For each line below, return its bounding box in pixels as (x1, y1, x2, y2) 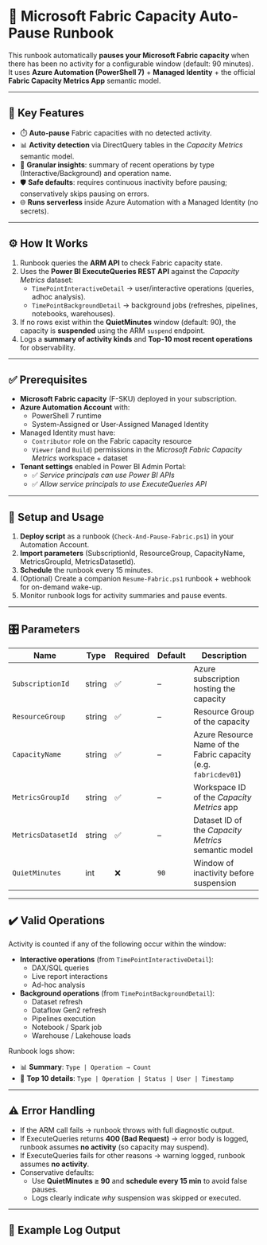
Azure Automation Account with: (19, 402, 130, 413)
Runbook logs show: (8, 1046, 75, 1055)
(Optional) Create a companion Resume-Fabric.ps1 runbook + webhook (19, 574, 252, 584)
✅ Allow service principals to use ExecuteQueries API (31, 480, 207, 489)
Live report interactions (31, 971, 109, 981)
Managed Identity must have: (19, 428, 116, 437)
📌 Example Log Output (8, 1223, 121, 1237)
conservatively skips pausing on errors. (19, 189, 149, 198)
